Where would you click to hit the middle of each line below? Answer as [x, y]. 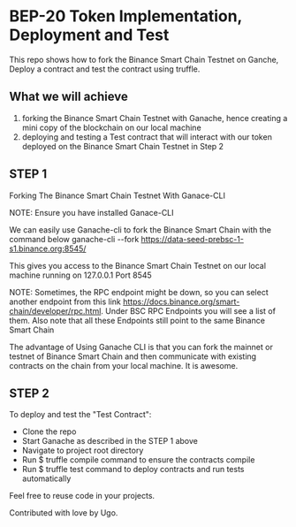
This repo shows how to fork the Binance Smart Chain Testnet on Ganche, [144, 59]
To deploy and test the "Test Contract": [80, 415]
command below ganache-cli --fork [74, 239]
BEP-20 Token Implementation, [126, 16]
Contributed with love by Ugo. [64, 513]
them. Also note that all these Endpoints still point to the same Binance [137, 320]
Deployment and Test [89, 35]
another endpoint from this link [65, 302]
